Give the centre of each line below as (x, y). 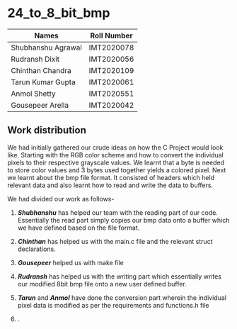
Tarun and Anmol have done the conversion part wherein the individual (122, 297)
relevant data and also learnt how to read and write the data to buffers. (110, 185)
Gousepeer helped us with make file (70, 262)
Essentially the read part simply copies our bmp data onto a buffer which (123, 220)
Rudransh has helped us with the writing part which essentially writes (119, 276)
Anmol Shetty (34, 94)
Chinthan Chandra (41, 70)
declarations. (36, 249)
